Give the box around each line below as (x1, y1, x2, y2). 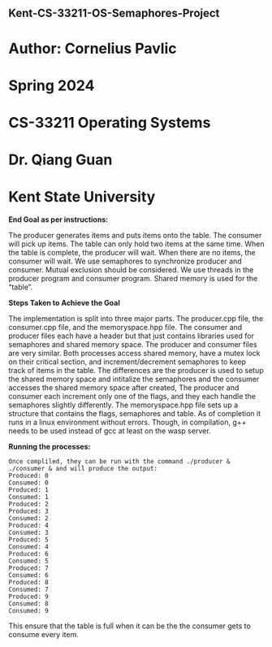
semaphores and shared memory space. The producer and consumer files (8, 340, 257, 350)
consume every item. (8, 630, 79, 640)
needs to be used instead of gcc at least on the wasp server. (8, 426, 211, 436)
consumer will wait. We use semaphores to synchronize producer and (8, 256, 242, 267)
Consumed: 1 (8, 493, 49, 502)
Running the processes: (8, 442, 91, 452)
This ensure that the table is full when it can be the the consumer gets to (8, 621, 252, 631)
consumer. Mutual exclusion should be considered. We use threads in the (8, 265, 254, 275)
